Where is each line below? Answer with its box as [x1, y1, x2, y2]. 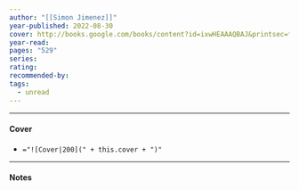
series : [9, 54, 38, 63]
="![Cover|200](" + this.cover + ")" [21, 145, 163, 154]
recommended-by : [9, 71, 69, 80]
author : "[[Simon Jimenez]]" [9, 12, 117, 22]
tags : [9, 79, 29, 88]
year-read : [9, 37, 50, 47]
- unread [17, 87, 50, 96]
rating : [9, 63, 38, 72]
